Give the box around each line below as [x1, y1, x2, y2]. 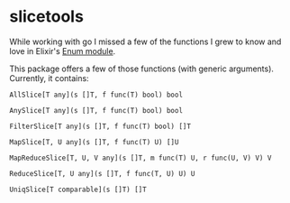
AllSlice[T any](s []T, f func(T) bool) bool [9, 90, 183, 99]
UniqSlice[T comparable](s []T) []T [9, 185, 147, 194]
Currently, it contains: [9, 72, 89, 83]
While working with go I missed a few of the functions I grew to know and [9, 36, 282, 47]
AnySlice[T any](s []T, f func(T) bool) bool [9, 106, 183, 115]
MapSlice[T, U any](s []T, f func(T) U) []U [9, 137, 179, 146]
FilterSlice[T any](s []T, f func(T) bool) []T [9, 122, 192, 131]
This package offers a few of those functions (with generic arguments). [9, 63, 275, 74]
